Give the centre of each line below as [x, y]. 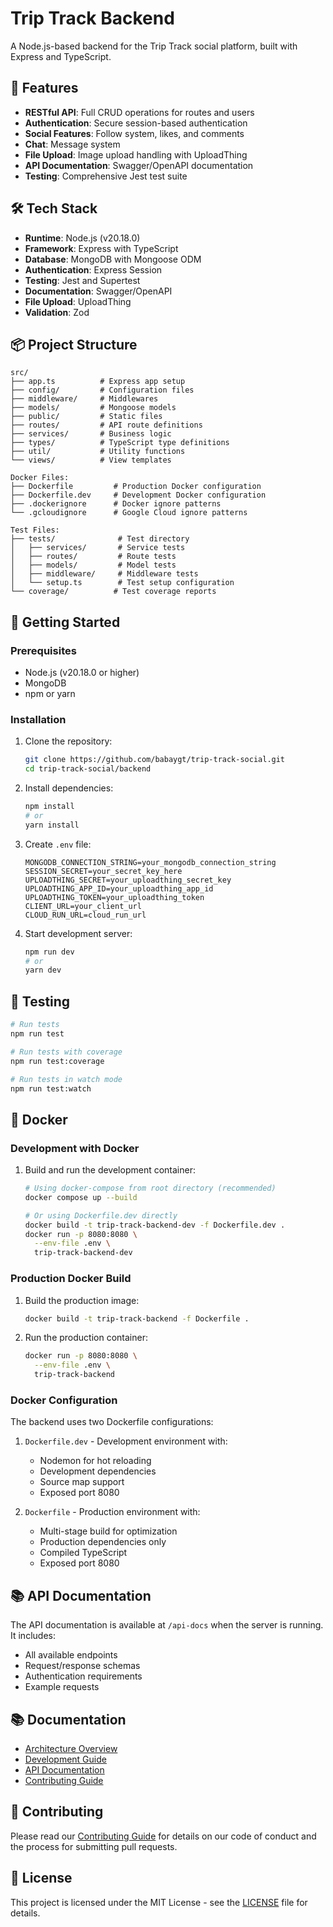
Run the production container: [86, 1338]
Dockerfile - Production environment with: [112, 1512]
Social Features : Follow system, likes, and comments [134, 133]
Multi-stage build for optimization [108, 1531]
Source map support [82, 1482]
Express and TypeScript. [61, 56]
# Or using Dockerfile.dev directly [101, 1215]
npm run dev [49, 952]
